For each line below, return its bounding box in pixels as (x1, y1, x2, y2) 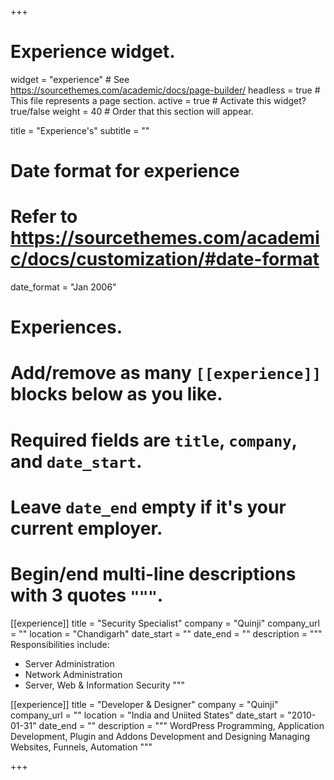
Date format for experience (10, 160, 240, 183)
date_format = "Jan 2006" (10, 281, 117, 293)
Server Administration (24, 657, 115, 670)
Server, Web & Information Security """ (24, 679, 186, 691)
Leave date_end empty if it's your (10, 496, 287, 518)
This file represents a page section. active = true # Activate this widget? (10, 94, 307, 106)
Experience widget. (10, 41, 176, 63)
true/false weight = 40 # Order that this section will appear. (10, 105, 254, 117)
